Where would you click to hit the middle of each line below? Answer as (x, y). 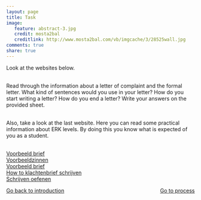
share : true (21, 51)
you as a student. (28, 135)
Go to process (177, 190)
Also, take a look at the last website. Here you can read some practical (93, 123)
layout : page (22, 12)
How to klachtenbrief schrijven (44, 172)
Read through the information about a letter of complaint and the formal (94, 86)
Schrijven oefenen (29, 179)
